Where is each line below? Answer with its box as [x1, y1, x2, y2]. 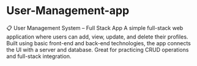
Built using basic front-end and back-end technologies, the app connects [6, 39, 191, 46]
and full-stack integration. [6, 53, 72, 60]
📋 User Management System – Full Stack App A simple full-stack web [6, 24, 184, 31]
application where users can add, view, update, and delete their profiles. [6, 33, 188, 40]
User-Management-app [6, 4, 130, 18]
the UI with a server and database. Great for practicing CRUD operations [6, 46, 189, 53]
